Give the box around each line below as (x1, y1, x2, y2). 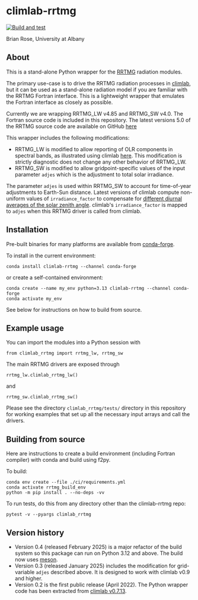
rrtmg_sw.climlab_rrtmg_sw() (6, 394, 78, 400)
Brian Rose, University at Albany (6, 35, 85, 42)
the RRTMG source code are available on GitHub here (6, 123, 138, 130)
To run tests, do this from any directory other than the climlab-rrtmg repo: (6, 500, 186, 508)
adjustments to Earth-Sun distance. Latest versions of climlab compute (6, 189, 180, 196)
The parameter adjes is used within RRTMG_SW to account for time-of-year (6, 182, 191, 189)
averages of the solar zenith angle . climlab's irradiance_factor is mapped (6, 201, 188, 208)
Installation (6, 225, 49, 235)
